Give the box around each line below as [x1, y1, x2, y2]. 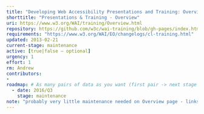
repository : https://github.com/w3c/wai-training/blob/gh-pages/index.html [6, 25, 202, 32]
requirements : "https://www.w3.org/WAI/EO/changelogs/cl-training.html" [6, 31, 194, 37]
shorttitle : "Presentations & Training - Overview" [6, 14, 140, 21]
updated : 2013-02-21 [6, 37, 59, 43]
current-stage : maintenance [6, 43, 78, 49]
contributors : [6, 71, 42, 77]
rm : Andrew [6, 65, 34, 71]
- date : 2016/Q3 [12, 87, 53, 93]
